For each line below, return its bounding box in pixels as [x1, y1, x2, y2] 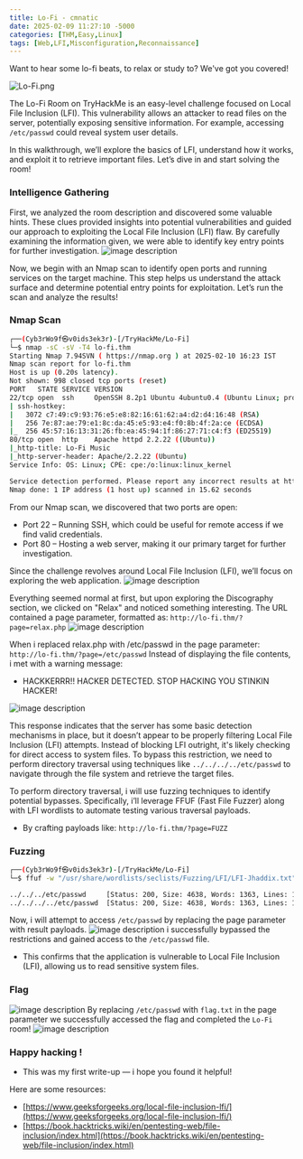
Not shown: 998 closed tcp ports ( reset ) [9, 377, 168, 386]
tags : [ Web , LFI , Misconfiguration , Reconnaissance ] [9, 38, 200, 48]
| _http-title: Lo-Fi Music [9, 444, 111, 453]
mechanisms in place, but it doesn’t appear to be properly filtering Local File [9, 729, 293, 741]
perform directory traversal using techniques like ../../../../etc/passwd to [9, 758, 291, 769]
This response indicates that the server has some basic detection [9, 720, 252, 731]
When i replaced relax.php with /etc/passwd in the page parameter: [9, 639, 261, 650]
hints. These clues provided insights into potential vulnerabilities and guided [9, 216, 292, 227]
